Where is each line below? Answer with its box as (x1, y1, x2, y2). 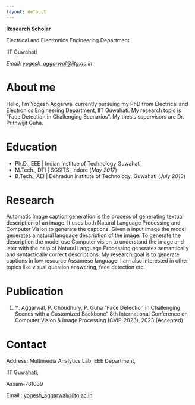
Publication (6, 284, 64, 298)
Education (6, 140, 58, 154)
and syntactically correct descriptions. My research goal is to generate (6, 251, 180, 258)
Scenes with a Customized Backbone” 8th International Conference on (14, 310, 188, 317)
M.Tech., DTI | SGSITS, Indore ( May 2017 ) (14, 166, 117, 173)
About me (6, 80, 56, 94)
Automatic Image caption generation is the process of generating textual (6, 213, 184, 220)
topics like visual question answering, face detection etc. (6, 263, 146, 271)
